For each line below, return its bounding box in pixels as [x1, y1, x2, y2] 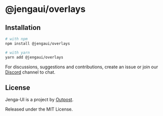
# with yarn [5, 50, 30, 55]
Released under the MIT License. [5, 106, 73, 113]
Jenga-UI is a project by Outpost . [5, 97, 74, 103]
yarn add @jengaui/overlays [5, 55, 64, 60]
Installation [5, 23, 41, 32]
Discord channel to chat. [5, 69, 56, 75]
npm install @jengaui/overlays [5, 41, 70, 46]
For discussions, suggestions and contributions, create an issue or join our [5, 64, 159, 70]
